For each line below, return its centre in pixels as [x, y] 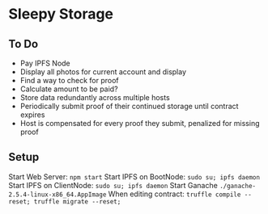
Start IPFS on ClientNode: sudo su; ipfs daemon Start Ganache [113, 185]
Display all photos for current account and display [103, 72]
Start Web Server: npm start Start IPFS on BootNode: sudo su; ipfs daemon [134, 176]
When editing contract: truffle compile [174, 194]
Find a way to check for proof [69, 80]
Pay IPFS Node [45, 63]
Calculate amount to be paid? [69, 89]
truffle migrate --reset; [77, 201]
